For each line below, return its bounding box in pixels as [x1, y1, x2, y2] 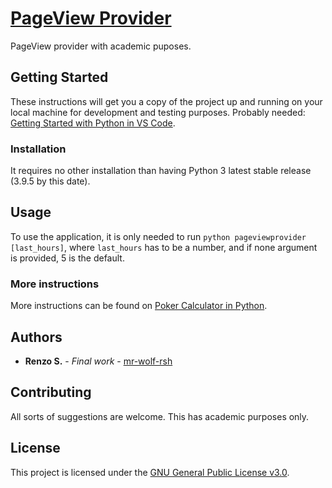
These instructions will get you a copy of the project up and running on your [10, 95, 323, 107]
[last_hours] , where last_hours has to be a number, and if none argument [10, 241, 318, 253]
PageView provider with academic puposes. [10, 40, 192, 52]
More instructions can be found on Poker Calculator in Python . [10, 300, 268, 312]
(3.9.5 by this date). [10, 175, 91, 187]
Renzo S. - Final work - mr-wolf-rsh [24, 355, 173, 367]
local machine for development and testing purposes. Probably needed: [10, 106, 306, 118]
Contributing [10, 384, 92, 401]
